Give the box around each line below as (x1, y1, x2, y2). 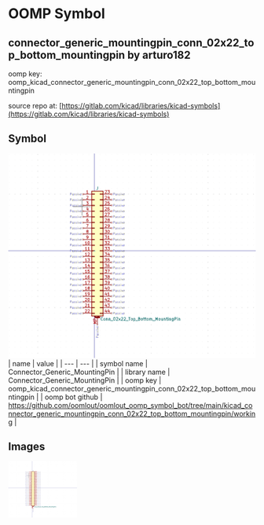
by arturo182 (126, 48, 191, 61)
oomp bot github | (44, 392, 103, 402)
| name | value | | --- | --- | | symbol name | (8, 358, 148, 368)
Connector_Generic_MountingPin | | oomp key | (8, 375, 162, 385)
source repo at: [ (8, 101, 62, 110)
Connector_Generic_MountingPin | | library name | (8, 367, 170, 376)
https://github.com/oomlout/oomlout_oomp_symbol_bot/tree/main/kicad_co (8, 400, 253, 409)
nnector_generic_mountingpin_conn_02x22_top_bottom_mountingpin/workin (8, 409, 256, 418)
